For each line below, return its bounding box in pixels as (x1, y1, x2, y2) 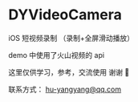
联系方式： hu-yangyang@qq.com (8, 84, 122, 94)
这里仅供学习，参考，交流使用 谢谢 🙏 (8, 67, 130, 77)
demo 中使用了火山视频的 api (8, 50, 105, 59)
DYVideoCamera (8, 6, 122, 24)
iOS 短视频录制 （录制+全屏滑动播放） (8, 33, 135, 43)
